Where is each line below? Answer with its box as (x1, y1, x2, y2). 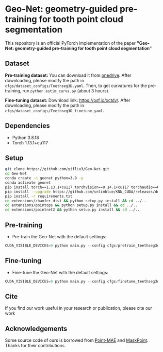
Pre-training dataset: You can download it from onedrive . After (5, 72, 132, 78)
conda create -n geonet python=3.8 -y (5, 176, 83, 181)
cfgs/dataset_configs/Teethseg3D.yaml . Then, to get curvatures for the (5, 83, 147, 88)
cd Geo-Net (5, 171, 27, 176)
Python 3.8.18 (12, 135, 39, 141)
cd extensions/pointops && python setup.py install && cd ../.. (5, 203, 138, 208)
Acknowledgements (5, 324, 67, 333)
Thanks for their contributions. (5, 343, 66, 349)
